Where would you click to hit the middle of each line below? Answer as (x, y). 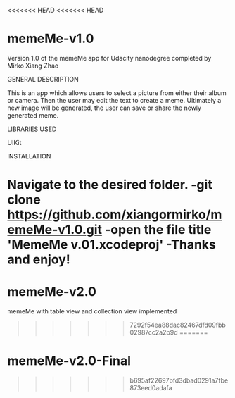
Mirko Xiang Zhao (33, 66)
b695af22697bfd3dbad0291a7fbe (179, 380)
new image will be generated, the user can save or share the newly (104, 108)
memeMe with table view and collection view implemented (92, 311)
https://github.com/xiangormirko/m (115, 215)
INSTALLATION (29, 156)
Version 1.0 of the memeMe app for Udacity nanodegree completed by (109, 58)
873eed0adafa (151, 388)
